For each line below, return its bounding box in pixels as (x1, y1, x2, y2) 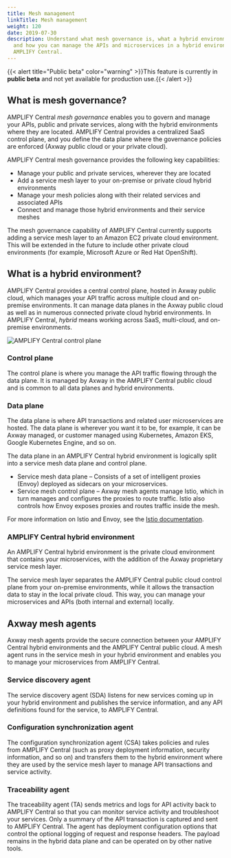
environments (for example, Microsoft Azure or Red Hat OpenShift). (7, 248, 198, 256)
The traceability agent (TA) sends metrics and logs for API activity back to (7, 800, 217, 809)
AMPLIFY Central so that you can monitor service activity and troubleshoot (7, 808, 219, 816)
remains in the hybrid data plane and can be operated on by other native (7, 837, 212, 846)
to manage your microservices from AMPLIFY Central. (7, 658, 160, 667)
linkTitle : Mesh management (7, 17, 88, 23)
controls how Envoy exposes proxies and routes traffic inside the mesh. (16, 502, 220, 510)
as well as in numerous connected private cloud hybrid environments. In (7, 308, 212, 317)
